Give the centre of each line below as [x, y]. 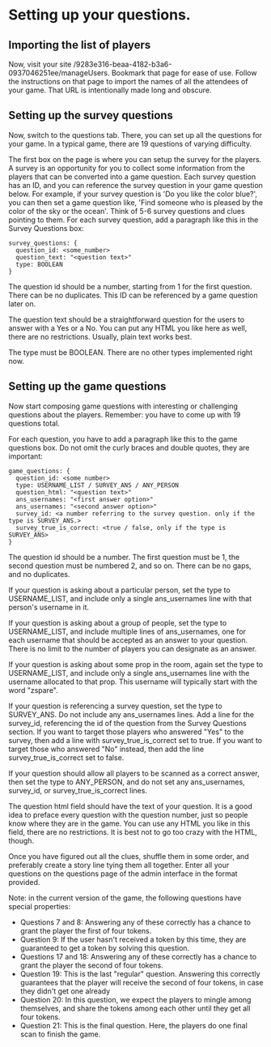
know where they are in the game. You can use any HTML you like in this [129, 823]
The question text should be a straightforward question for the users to [127, 319]
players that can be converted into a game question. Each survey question [132, 177]
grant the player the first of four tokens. [86, 930]
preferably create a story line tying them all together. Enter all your [119, 865]
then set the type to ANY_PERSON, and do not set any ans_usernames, [127, 782]
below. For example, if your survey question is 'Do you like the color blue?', [133, 194]
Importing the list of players [80, 45]
